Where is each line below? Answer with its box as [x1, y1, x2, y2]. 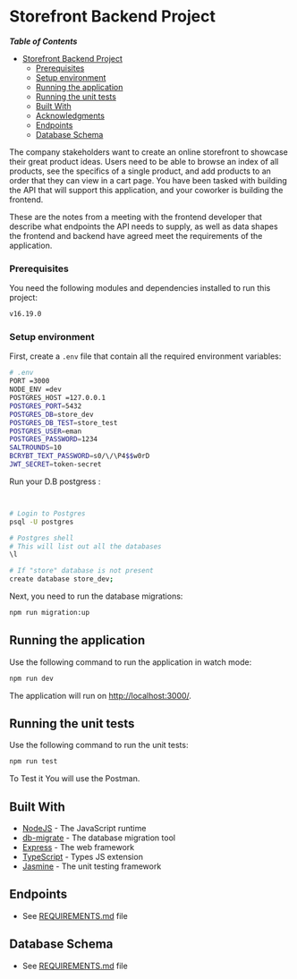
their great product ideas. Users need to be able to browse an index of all [9, 156, 279, 166]
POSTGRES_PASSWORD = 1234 [9, 435, 98, 444]
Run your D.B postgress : [9, 476, 101, 487]
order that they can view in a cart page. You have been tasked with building [9, 175, 288, 185]
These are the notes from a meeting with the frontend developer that [9, 211, 262, 222]
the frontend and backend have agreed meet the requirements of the [9, 230, 263, 241]
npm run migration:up [9, 609, 90, 617]
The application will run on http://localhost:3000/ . [9, 690, 192, 701]
